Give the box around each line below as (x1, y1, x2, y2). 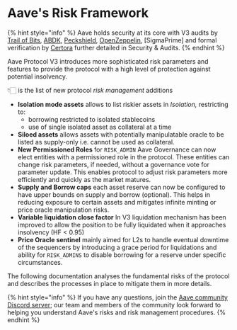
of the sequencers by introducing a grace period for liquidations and (17, 243, 217, 251)
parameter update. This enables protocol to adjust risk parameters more (17, 168, 228, 176)
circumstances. (17, 258, 63, 266)
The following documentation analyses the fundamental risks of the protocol (7, 271, 230, 280)
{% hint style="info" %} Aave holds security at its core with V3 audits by (7, 28, 218, 37)
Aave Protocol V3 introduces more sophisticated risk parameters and (7, 57, 209, 65)
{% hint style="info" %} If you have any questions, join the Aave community (7, 292, 229, 302)
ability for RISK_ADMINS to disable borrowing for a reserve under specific (17, 250, 226, 259)
